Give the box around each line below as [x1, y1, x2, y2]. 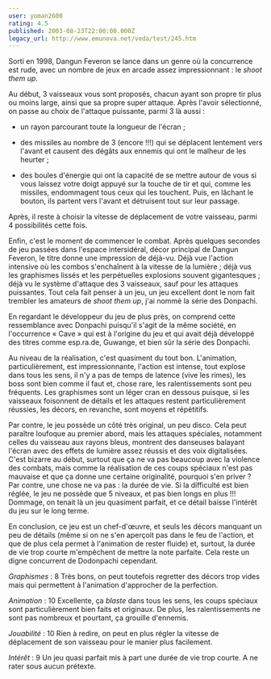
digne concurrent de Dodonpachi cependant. [8, 556, 159, 566]
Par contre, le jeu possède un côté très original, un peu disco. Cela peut [8, 421, 247, 430]
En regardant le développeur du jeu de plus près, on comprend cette [8, 312, 236, 321]
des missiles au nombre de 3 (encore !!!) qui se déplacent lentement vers [19, 138, 263, 148]
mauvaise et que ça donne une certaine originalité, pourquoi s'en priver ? [8, 472, 252, 481]
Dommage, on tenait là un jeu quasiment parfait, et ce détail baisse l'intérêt [8, 497, 258, 507]
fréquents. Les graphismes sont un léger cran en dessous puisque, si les [8, 388, 250, 397]
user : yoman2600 [8, 11, 63, 20]
